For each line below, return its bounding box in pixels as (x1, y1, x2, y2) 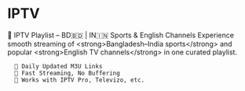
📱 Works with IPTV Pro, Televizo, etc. (14, 75, 145, 84)
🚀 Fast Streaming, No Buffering (14, 69, 121, 77)
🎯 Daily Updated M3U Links (14, 62, 103, 70)
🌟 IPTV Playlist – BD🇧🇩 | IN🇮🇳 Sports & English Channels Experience (7, 30, 235, 40)
